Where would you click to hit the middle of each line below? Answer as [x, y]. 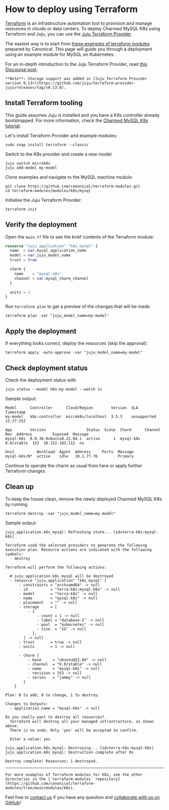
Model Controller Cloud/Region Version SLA [72, 408]
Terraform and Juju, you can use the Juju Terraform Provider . [69, 34]
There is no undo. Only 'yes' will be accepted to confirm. [74, 730]
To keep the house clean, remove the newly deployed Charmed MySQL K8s [84, 499]
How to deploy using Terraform [72, 9]
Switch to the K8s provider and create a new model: [59, 154]
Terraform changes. [26, 471]
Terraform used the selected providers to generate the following [76, 545]
